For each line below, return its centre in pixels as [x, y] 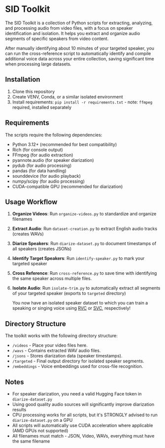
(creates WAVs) [28, 234]
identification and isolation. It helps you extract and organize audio [73, 33]
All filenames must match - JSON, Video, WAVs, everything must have [83, 436]
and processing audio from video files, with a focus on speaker [69, 28]
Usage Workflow [31, 202]
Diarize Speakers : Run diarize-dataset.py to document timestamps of [84, 244]
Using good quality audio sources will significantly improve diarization [83, 404]
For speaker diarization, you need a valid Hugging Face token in [77, 394]
